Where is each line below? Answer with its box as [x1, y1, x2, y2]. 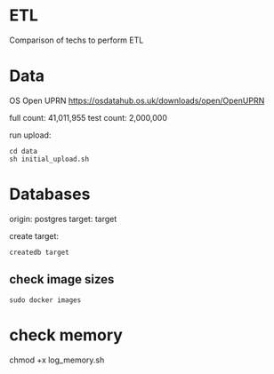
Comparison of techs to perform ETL [9, 35, 144, 45]
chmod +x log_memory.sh [9, 354, 105, 365]
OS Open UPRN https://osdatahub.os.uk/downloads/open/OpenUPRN [9, 95, 265, 106]
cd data [9, 147, 38, 155]
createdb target [9, 248, 69, 257]
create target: [9, 230, 60, 241]
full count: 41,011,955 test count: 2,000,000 [9, 112, 167, 123]
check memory [9, 325, 123, 345]
